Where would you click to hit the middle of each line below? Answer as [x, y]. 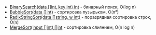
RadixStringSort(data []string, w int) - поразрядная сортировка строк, [80, 17]
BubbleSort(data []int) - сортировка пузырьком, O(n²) [64, 12]
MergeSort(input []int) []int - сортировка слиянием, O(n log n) [72, 27]
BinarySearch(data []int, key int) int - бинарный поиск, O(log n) [73, 7]
